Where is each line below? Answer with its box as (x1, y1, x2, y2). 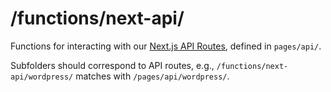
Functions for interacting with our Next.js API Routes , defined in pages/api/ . (10, 40, 322, 52)
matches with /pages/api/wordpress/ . (75, 70, 230, 82)
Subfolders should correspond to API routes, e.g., (10, 59, 215, 71)
